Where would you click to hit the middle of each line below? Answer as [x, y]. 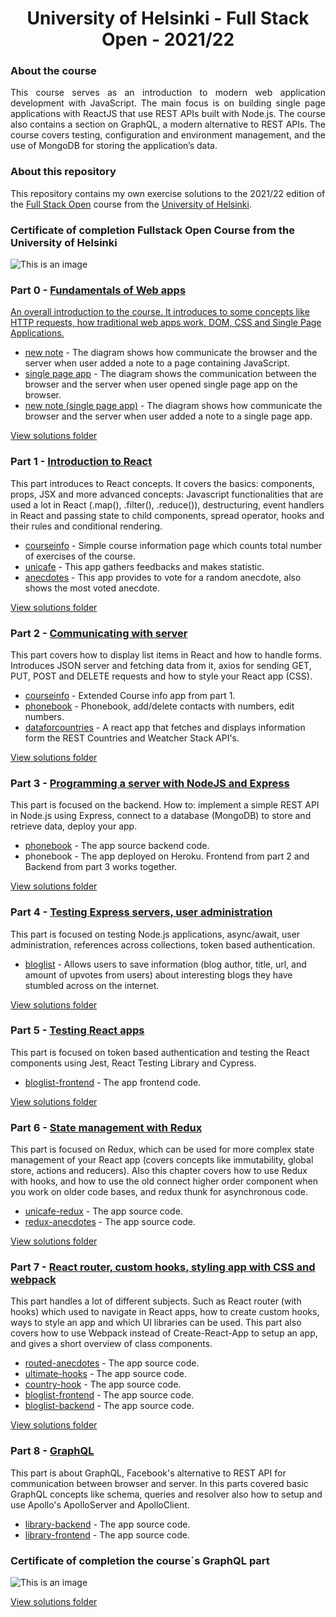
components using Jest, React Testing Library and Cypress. [133, 1063]
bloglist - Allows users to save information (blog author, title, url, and [165, 964]
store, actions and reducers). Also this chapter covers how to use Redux [159, 1171]
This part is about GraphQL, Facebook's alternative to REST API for [148, 1473]
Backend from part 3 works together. [101, 867]
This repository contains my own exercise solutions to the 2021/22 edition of [168, 193]
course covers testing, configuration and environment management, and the [168, 135]
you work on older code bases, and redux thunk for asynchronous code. [159, 1192]
